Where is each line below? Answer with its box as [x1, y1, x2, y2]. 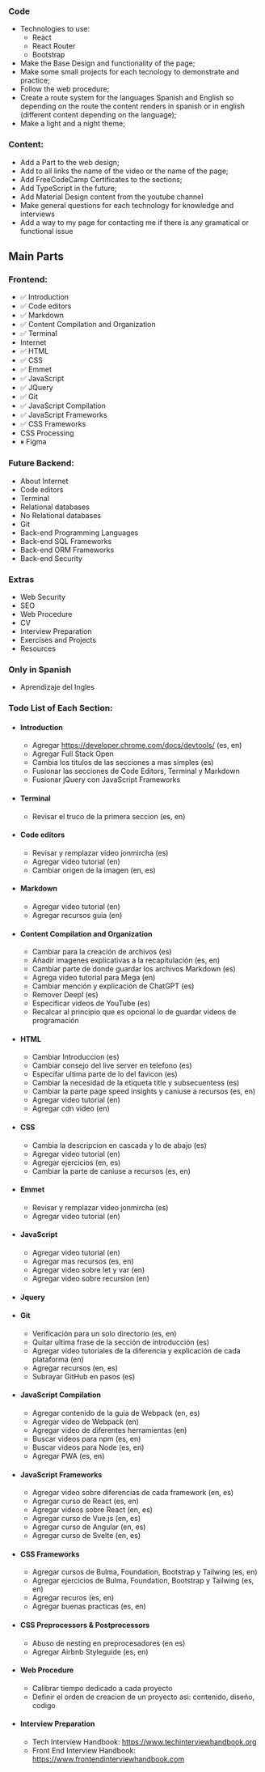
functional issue [19, 226, 74, 236]
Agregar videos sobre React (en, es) [32, 1505, 154, 1515]
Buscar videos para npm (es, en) [32, 1434, 141, 1443]
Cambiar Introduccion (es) [32, 1052, 120, 1062]
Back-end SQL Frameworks [19, 536, 112, 546]
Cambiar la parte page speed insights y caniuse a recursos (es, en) [32, 1086, 256, 1096]
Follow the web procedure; [19, 84, 110, 94]
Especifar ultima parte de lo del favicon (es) [32, 1069, 178, 1079]
